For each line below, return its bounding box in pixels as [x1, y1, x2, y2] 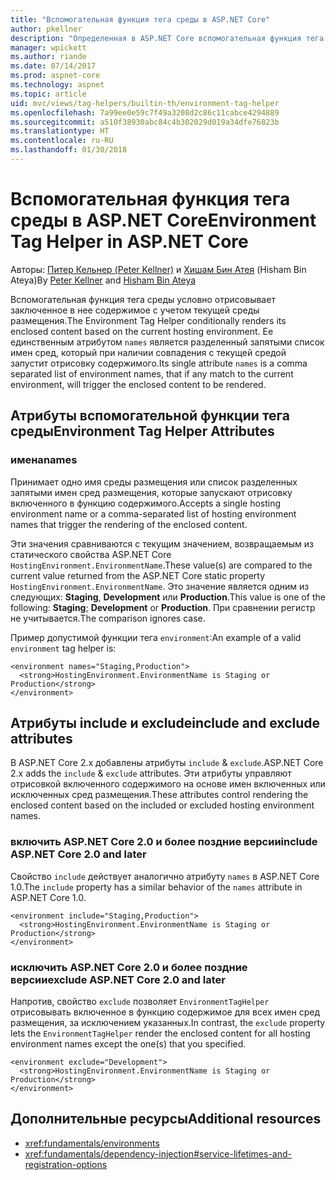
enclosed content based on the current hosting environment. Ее [10, 325, 274, 337]
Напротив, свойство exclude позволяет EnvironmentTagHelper [10, 995, 270, 1007]
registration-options [24, 1158, 108, 1170]
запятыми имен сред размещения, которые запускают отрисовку [10, 486, 293, 498]
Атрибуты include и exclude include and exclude [10, 714, 320, 731]
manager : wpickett [10, 42, 87, 53]
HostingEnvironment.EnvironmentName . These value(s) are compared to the [10, 559, 313, 571]
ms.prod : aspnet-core [10, 71, 101, 81]
